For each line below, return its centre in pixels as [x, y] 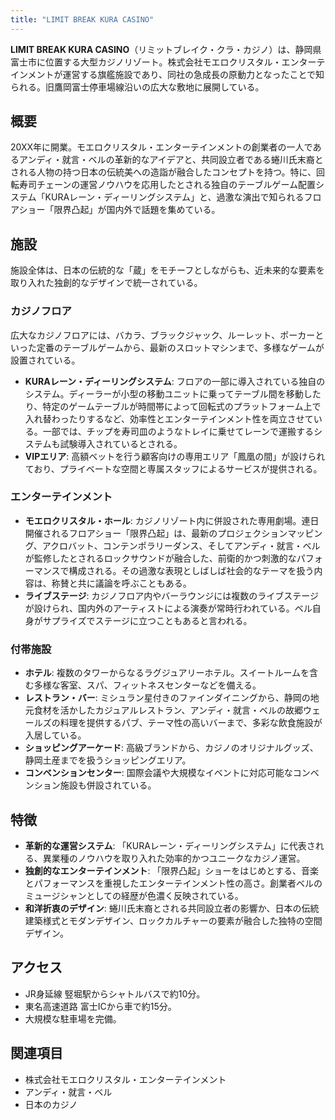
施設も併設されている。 [108, 785]
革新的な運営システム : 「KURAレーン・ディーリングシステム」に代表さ [170, 845]
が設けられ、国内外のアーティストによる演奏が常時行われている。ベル [168, 608]
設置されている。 [45, 360]
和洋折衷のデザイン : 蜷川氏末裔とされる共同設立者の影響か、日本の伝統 [172, 908]
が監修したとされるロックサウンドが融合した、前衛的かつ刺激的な [160, 558]
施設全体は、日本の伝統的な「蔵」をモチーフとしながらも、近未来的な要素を [167, 270]
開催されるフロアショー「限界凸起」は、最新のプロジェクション [156, 533]
